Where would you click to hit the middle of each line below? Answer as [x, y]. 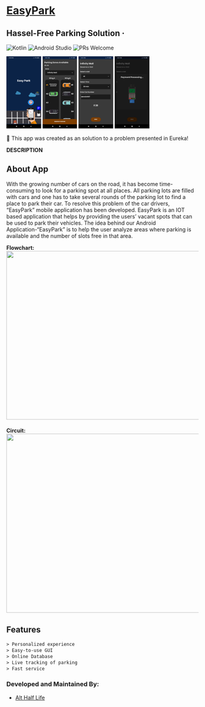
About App [27, 169]
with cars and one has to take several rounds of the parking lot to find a [96, 197]
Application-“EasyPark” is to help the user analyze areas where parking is [99, 229]
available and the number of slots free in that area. [70, 236]
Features [23, 630]
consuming [20, 190]
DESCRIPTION [25, 150]
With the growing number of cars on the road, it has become [82, 184]
